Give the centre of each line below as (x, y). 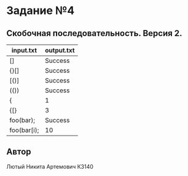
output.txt (60, 50)
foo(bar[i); (24, 130)
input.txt (24, 50)
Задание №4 (41, 11)
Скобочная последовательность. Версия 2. (94, 33)
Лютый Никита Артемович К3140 (50, 166)
